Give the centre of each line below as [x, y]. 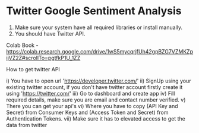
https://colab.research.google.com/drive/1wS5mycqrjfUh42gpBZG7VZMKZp [100, 51]
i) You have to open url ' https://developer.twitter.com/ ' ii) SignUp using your [99, 81]
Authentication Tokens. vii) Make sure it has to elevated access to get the [96, 118]
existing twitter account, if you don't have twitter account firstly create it [94, 87]
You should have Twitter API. [50, 33]
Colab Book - [22, 45]
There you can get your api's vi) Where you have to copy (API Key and [92, 106]
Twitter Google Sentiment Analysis [94, 11]
